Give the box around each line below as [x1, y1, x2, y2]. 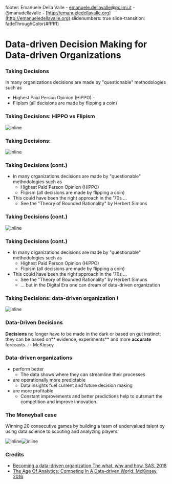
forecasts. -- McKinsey [5, 341, 54, 347]
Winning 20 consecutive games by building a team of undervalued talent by [5, 423, 165, 429]
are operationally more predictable [12, 377, 86, 383]
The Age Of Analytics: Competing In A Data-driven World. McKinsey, [12, 468, 158, 474]
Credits [5, 451, 24, 458]
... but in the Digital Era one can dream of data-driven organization [20, 281, 160, 288]
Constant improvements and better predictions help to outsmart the [20, 393, 163, 399]
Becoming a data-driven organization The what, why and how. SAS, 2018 [12, 463, 167, 469]
